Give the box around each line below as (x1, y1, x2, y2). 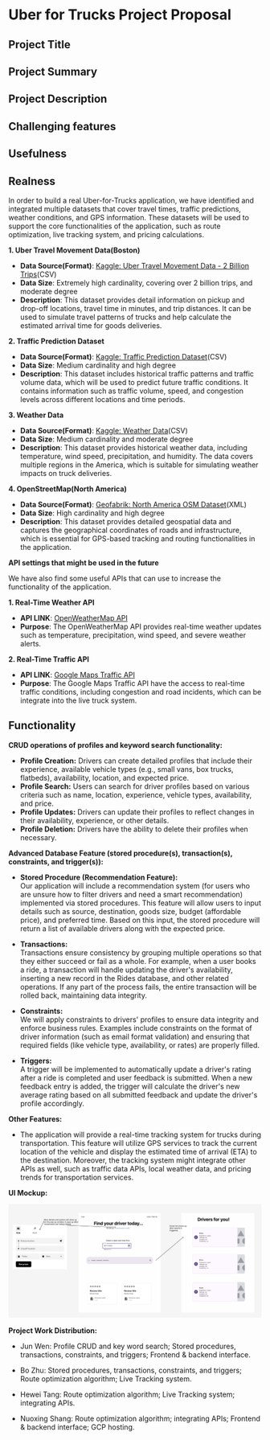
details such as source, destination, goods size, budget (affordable (19, 906, 242, 916)
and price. (19, 798, 55, 808)
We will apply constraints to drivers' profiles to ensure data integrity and (19, 1015, 260, 1024)
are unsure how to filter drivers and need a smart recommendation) (19, 889, 243, 899)
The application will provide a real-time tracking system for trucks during (19, 1130, 262, 1139)
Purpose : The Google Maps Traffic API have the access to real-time (19, 678, 245, 688)
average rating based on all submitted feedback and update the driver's (19, 1089, 258, 1099)
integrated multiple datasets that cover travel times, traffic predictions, (8, 203, 241, 214)
